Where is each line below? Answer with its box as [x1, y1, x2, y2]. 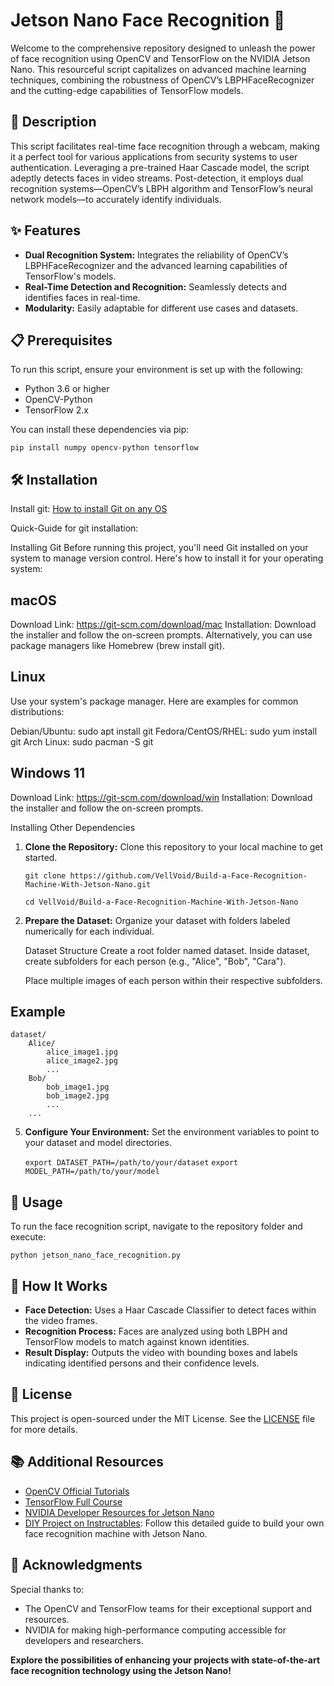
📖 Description [10, 114, 97, 131]
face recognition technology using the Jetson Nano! [10, 1664, 232, 1676]
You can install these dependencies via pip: [10, 424, 190, 436]
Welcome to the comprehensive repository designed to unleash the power [10, 42, 316, 54]
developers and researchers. [24, 1634, 144, 1646]
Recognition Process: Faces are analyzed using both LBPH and [24, 1325, 288, 1338]
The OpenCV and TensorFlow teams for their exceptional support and [24, 1602, 313, 1614]
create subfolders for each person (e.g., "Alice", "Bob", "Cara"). [24, 955, 287, 967]
